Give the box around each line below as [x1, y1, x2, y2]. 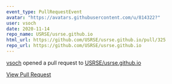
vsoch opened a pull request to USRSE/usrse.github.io [6, 59, 142, 66]
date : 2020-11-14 [6, 25, 50, 32]
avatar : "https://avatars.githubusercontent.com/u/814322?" [6, 15, 161, 21]
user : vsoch [6, 20, 36, 26]
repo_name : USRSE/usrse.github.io [6, 31, 94, 37]
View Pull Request [6, 71, 51, 78]
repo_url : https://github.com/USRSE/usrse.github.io [6, 43, 142, 49]
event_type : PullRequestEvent [6, 8, 83, 15]
